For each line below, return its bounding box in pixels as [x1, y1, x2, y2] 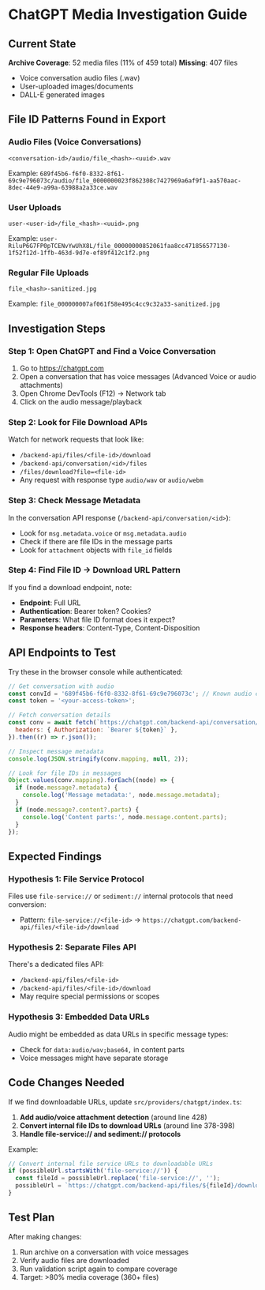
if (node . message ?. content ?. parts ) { [15, 806, 140, 814]
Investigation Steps [8, 322, 106, 335]
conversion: [8, 900, 47, 909]
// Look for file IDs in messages [8, 769, 122, 777]
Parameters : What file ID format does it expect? [19, 615, 176, 624]
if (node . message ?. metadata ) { [15, 784, 118, 792]
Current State [8, 37, 77, 51]
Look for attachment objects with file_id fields [19, 545, 173, 555]
